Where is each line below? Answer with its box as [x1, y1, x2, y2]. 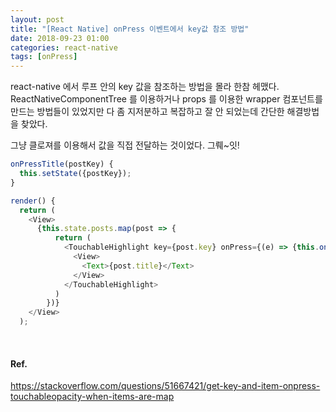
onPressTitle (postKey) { [10, 159, 114, 170]
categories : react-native [10, 42, 118, 53]
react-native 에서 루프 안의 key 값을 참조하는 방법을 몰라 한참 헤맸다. [10, 81, 280, 93]
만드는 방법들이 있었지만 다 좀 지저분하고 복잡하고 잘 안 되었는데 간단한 [10, 106, 285, 118]
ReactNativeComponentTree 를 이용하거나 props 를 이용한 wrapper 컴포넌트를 [10, 93, 323, 105]
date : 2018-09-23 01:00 [10, 33, 110, 43]
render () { [10, 196, 56, 206]
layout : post [10, 14, 65, 25]
